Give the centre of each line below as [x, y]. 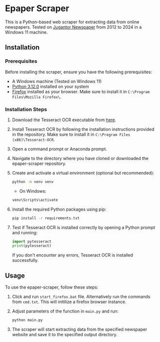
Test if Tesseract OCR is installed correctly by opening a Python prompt [83, 227]
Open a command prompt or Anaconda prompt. [60, 149]
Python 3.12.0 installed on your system [50, 86]
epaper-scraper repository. [39, 163]
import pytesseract [32, 241]
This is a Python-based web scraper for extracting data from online [72, 22]
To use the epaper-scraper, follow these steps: [52, 287]
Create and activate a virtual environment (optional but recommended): [83, 173]
